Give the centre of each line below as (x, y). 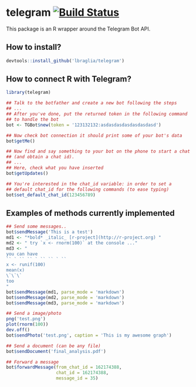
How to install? (34, 47)
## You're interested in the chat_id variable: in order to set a (89, 184)
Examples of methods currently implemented (90, 213)
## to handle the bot (33, 119)
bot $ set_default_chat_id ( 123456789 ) (51, 195)
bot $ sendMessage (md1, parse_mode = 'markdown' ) (65, 292)
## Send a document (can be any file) (53, 346)
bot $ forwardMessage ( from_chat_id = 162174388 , (64, 367)
